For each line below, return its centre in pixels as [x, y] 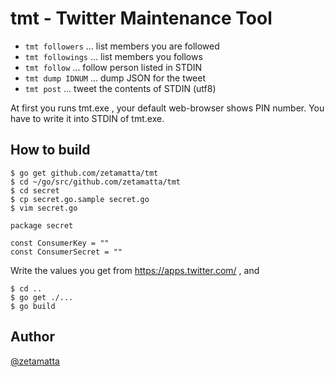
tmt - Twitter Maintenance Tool [141, 18]
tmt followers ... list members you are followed [122, 46]
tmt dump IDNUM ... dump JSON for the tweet [115, 78]
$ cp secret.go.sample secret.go [80, 199]
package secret [42, 225]
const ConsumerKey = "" [60, 243]
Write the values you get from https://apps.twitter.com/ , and [135, 270]
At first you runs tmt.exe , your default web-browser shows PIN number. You [167, 108]
